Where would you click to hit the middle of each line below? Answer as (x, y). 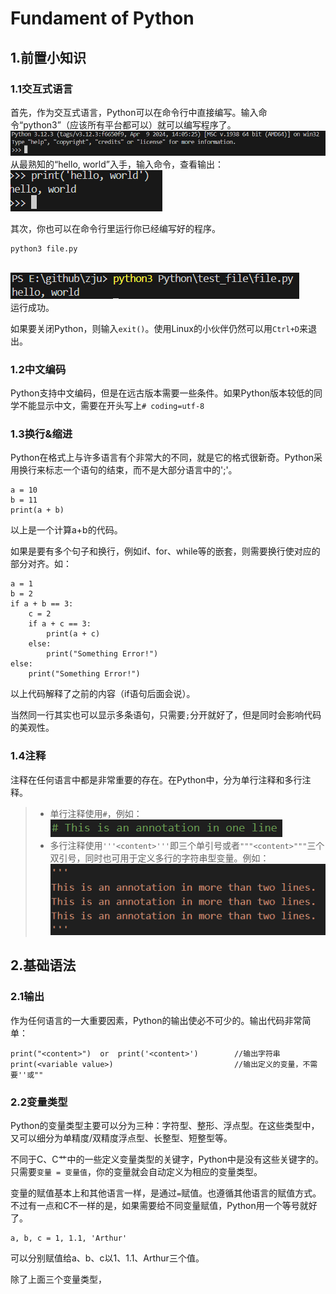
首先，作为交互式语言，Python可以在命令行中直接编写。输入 (134, 112)
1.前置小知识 (48, 57)
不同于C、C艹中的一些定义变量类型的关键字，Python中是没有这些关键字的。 (167, 1159)
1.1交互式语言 (41, 89)
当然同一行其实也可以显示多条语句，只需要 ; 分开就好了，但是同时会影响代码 (166, 715)
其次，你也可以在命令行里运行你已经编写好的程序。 (115, 228)
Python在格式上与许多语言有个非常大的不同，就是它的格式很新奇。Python (162, 458)
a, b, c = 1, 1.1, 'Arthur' (69, 1238)
